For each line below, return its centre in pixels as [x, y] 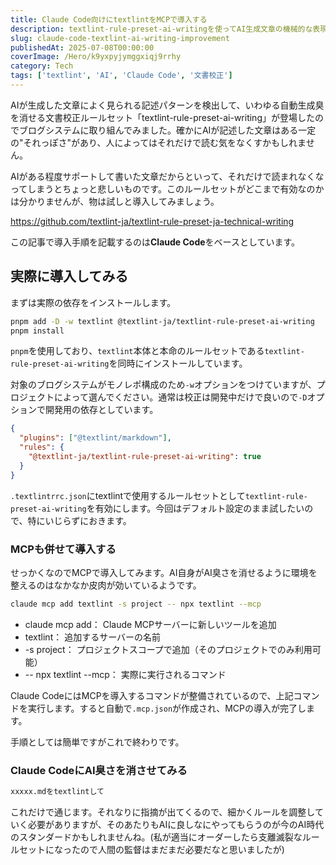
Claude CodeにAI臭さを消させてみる [99, 770]
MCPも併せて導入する [63, 549]
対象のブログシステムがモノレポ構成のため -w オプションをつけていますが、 [163, 385]
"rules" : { [42, 447]
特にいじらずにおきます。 [79, 520]
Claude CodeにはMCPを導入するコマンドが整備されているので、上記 [152, 695]
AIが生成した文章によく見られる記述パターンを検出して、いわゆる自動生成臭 [167, 105]
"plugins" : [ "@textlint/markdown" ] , [95, 438]
